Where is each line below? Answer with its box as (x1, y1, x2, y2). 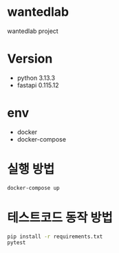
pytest (7, 239, 26, 246)
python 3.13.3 (17, 74, 56, 82)
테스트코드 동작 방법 (7, 210, 113, 225)
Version (7, 51, 53, 67)
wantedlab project (7, 27, 58, 35)
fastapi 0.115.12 (17, 80, 60, 89)
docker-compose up (7, 184, 60, 191)
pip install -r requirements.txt (7, 233, 103, 240)
